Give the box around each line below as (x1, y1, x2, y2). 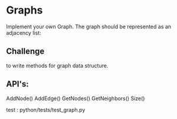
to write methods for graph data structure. (6, 62, 109, 69)
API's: (6, 79, 29, 89)
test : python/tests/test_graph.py (6, 106, 86, 113)
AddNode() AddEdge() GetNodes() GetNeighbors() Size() (6, 95, 145, 102)
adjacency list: (6, 29, 41, 36)
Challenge (6, 47, 45, 57)
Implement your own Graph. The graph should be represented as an (6, 23, 172, 30)
